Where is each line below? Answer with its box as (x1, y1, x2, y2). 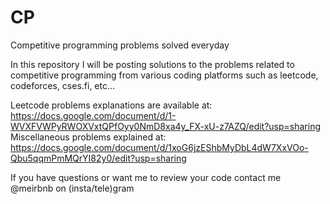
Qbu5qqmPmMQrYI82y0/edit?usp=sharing (10, 152, 187, 164)
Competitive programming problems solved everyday (10, 39, 230, 51)
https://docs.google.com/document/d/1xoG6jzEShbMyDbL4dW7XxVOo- (10, 141, 309, 153)
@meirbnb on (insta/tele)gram (10, 182, 135, 194)
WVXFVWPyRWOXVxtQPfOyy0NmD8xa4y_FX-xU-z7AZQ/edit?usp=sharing (10, 120, 322, 132)
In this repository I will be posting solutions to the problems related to (10, 58, 295, 70)
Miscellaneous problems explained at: (10, 131, 167, 143)
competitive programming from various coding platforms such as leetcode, (10, 69, 319, 81)
